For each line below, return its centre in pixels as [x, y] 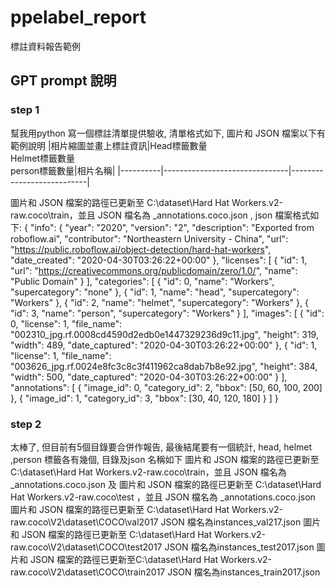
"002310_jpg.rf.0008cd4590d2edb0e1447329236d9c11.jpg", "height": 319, [164, 334]
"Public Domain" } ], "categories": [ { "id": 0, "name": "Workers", [142, 281]
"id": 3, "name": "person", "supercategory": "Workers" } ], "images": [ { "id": [167, 313]
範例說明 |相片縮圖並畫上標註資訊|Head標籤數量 [109, 145]
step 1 [25, 110]
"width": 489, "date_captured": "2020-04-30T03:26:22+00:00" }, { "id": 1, [164, 345]
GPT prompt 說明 [63, 81]
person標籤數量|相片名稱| [63, 170]
